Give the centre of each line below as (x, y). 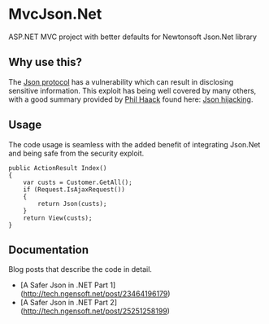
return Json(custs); (72, 204)
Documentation (49, 250)
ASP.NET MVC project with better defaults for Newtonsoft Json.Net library (133, 37)
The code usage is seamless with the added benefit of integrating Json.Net (134, 144)
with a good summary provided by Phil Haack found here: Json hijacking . (131, 99)
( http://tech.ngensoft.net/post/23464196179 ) (95, 294)
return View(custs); (58, 218)
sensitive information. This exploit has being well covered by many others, (132, 90)
